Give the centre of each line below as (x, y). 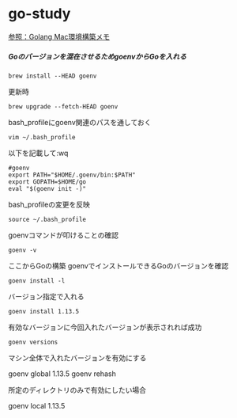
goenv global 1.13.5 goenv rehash (62, 374)
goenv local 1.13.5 (37, 405)
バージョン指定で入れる (46, 296)
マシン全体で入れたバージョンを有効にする (77, 358)
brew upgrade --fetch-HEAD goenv (63, 106)
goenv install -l (37, 281)
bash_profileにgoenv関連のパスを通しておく (80, 122)
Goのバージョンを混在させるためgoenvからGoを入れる (98, 56)
